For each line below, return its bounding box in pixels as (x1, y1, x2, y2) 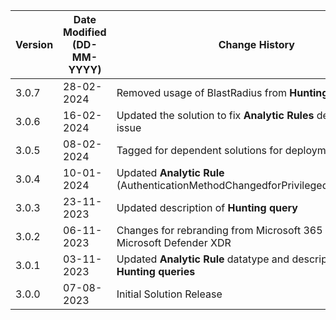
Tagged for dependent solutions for (116, 144, 283, 157)
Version (15, 38, 54, 51)
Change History (218, 38, 295, 51)
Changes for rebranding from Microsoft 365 (116, 224, 323, 237)
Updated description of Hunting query (116, 201, 298, 214)
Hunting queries (116, 265, 196, 278)
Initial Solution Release (116, 287, 223, 301)
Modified (63, 25, 107, 39)
